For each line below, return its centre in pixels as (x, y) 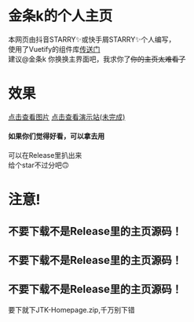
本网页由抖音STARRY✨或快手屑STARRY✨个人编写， (92, 39)
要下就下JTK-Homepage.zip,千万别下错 (71, 309)
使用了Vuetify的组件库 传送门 (54, 49)
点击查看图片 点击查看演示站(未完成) (67, 117)
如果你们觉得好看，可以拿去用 (56, 136)
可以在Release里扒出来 (45, 156)
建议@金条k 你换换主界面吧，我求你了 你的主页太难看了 (97, 59)
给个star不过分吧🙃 (38, 165)
